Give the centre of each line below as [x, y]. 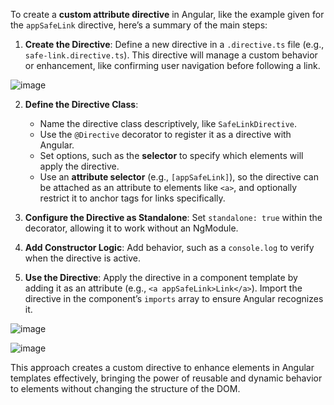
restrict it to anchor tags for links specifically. [132, 198]
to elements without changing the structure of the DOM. [125, 388]
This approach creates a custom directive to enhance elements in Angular [162, 367]
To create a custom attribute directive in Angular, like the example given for [167, 14]
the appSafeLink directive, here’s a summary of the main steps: [139, 25]
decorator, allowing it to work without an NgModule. [131, 228]
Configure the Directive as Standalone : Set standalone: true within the [173, 217]
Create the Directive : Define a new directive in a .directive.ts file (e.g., [174, 44]
